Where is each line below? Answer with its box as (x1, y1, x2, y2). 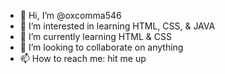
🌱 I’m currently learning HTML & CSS (19, 31, 172, 42)
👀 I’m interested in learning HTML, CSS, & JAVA (19, 20, 216, 32)
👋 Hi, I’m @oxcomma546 (19, 10, 122, 21)
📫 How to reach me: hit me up (19, 53, 147, 64)
